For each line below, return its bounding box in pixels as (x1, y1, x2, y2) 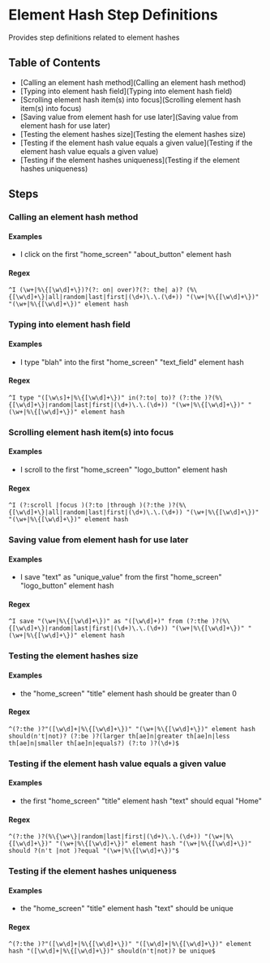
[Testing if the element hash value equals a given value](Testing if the (19, 138, 253, 148)
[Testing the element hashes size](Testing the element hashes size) (19, 129, 246, 139)
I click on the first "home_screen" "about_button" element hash (19, 250, 232, 259)
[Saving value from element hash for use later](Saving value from (19, 112, 238, 122)
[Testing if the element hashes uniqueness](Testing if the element (19, 155, 240, 165)
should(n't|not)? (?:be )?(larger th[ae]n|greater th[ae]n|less (8, 732, 230, 740)
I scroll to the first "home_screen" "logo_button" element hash (19, 464, 228, 474)
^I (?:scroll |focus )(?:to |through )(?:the (8, 501, 165, 510)
